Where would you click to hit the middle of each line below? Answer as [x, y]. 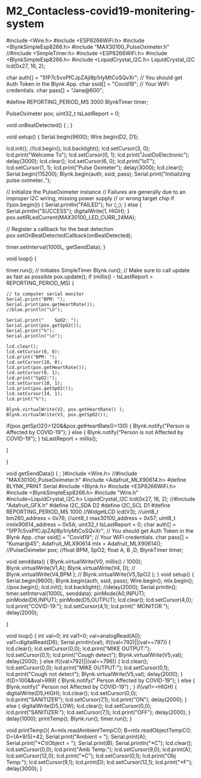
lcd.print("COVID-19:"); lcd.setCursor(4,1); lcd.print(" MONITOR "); [88, 606]
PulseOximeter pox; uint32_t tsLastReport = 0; [63, 113]
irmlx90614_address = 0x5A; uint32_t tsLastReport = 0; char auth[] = [91, 524]
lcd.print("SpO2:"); [32, 378]
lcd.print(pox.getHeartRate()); [46, 367]
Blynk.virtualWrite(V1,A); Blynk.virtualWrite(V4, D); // [71, 567]
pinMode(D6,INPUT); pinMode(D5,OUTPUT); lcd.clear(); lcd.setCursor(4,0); [100, 600]
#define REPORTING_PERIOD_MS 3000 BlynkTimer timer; [77, 102]
